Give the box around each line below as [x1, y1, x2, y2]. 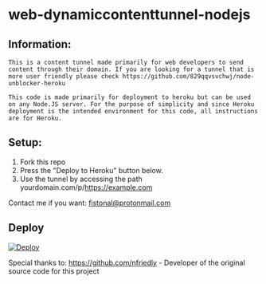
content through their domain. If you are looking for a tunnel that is [8, 65, 255, 73]
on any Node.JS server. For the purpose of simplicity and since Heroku [8, 101, 255, 108]
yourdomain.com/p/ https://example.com [19, 182, 153, 192]
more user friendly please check [8, 73, 119, 81]
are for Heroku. [8, 114, 62, 122]
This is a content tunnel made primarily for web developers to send [8, 58, 244, 66]
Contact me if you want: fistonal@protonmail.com [8, 198, 171, 207]
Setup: [8, 136, 42, 149]
